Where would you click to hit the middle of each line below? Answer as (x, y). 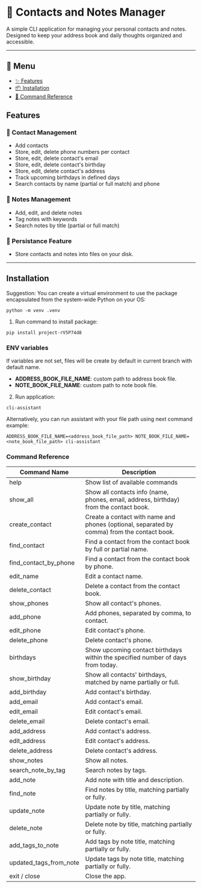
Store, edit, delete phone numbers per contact (72, 152)
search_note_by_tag (38, 770)
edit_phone (25, 631)
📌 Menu (21, 66)
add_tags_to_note (34, 845)
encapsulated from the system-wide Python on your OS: (76, 299)
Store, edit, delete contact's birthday (60, 165)
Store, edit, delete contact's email (57, 158)
